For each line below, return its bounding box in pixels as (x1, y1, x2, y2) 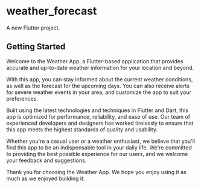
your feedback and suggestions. (6, 157, 87, 164)
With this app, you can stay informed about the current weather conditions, (6, 75, 193, 83)
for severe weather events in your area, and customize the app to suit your (6, 89, 192, 96)
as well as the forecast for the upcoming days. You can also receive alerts (6, 82, 190, 89)
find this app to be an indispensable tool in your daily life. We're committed (6, 143, 192, 151)
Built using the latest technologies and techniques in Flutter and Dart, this (6, 107, 189, 114)
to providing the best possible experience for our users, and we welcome (6, 150, 188, 157)
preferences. (6, 95, 38, 102)
